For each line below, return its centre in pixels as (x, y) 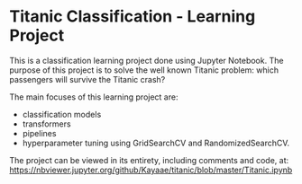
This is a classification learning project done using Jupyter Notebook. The (146, 60)
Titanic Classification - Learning (133, 17)
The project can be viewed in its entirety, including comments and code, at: (149, 160)
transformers (46, 124)
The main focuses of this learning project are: (94, 97)
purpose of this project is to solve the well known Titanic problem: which (144, 70)
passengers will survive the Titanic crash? (87, 79)
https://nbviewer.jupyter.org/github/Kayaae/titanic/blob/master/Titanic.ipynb (151, 170)
